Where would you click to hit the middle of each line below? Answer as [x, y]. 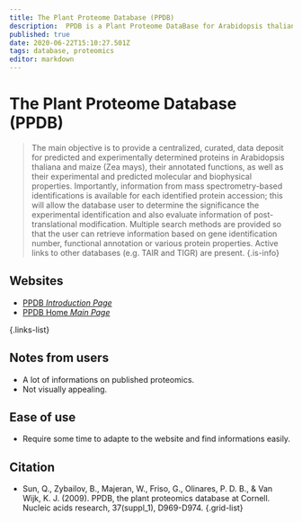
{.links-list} [30, 330]
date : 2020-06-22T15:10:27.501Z [70, 43]
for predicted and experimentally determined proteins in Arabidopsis [158, 157]
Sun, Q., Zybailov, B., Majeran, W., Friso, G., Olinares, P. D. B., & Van [147, 489]
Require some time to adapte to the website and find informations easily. [156, 439]
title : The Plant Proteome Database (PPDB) [92, 18]
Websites [36, 281]
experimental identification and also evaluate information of [141, 214]
